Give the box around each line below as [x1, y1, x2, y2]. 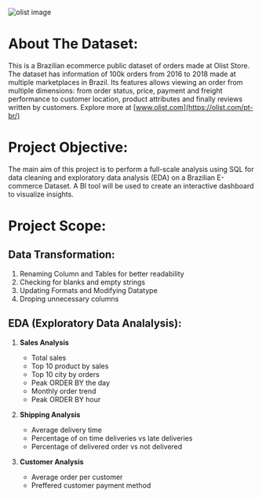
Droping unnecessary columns [19, 294, 119, 303]
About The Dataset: [8, 35, 139, 53]
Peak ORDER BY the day [31, 378, 111, 387]
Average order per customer [31, 472, 123, 482]
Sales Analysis [19, 338, 69, 347]
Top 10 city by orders [31, 369, 100, 379]
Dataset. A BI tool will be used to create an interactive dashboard [44, 181, 254, 190]
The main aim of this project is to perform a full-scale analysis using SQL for [8, 164, 254, 174]
